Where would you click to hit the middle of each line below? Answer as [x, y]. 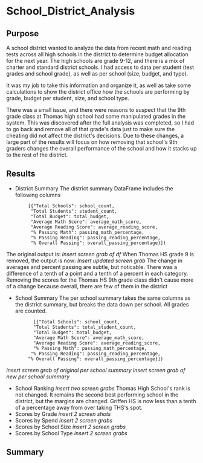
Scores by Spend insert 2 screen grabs [64, 420]
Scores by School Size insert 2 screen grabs [70, 427]
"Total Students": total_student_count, [85, 327]
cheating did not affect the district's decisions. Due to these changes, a [95, 135]
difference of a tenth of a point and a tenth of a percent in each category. [97, 273]
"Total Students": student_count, [74, 211]
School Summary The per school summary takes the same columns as [103, 298]
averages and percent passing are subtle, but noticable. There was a [92, 267]
